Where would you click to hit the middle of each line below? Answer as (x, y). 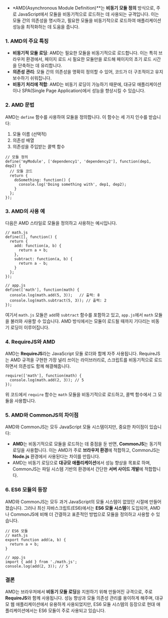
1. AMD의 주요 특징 (27, 41)
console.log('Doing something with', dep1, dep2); (72, 184)
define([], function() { (31, 237)
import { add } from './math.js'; (41, 562)
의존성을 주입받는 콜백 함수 (39, 146)
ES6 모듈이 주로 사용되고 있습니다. (72, 610)
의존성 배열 (23, 140)
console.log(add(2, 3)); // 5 (37, 566)
